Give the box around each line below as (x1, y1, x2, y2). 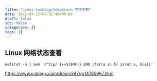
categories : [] (5, 25, 36, 30)
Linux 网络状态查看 (5, 49, 62, 57)
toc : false (5, 20, 27, 26)
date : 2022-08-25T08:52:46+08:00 (5, 12, 73, 16)
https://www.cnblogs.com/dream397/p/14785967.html (5, 70, 114, 76)
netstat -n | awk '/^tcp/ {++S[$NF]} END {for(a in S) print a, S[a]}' (5, 62, 153, 67)
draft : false (5, 16, 32, 21)
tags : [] (5, 30, 23, 34)
